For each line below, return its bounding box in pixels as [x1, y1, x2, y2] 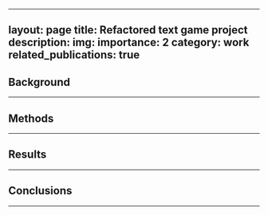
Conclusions [8, 184, 73, 197]
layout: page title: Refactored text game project [8, 23, 249, 37]
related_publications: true [8, 49, 140, 62]
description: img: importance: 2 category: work [8, 36, 250, 49]
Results [8, 148, 47, 162]
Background [8, 75, 70, 88]
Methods [8, 111, 54, 125]
